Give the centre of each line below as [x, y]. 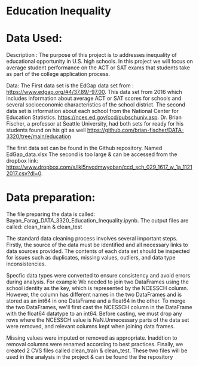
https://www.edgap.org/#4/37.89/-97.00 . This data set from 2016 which [94, 92]
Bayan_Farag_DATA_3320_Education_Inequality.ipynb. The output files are [97, 221]
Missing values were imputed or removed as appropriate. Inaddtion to [92, 338]
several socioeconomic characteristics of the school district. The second [96, 105]
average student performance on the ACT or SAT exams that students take [98, 68]
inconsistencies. [26, 264]
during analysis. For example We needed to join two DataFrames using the [98, 282]
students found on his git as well [46, 130]
